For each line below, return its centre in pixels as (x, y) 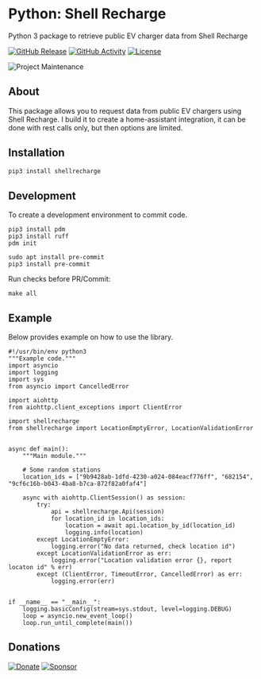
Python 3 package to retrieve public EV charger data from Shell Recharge (128, 36)
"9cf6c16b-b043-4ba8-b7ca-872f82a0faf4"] (78, 484)
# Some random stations (62, 470)
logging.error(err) (83, 581)
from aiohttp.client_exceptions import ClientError (95, 407)
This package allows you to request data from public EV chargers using (125, 111)
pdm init (23, 243)
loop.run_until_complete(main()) (78, 623)
